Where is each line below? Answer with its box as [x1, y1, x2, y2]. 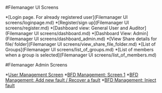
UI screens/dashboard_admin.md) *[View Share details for [34, 36, 157, 42]
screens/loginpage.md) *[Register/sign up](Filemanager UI [5, 20, 129, 25]
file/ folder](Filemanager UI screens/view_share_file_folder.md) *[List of [5, 41, 156, 47]
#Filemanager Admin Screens [5, 62, 68, 68]
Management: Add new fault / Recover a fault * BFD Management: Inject [5, 77, 156, 83]
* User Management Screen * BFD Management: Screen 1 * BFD [5, 72, 139, 78]
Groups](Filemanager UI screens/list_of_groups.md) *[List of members [5, 47, 154, 52]
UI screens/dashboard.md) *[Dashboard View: [34, 30, 132, 36]
